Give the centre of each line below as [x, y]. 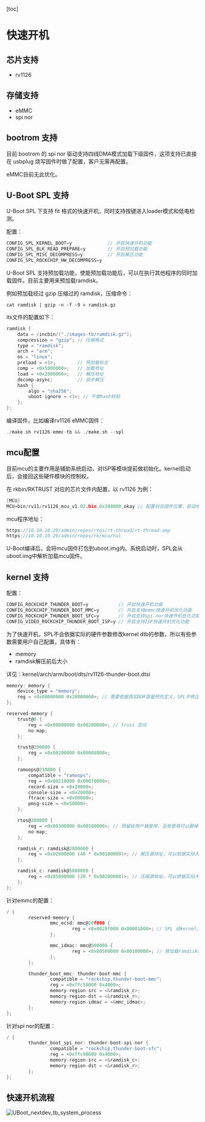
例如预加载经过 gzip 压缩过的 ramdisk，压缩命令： [70, 293]
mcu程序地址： [25, 519]
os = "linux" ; [35, 357]
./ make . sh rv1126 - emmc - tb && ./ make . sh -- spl [65, 432]
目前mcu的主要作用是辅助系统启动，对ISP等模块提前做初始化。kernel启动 [99, 468]
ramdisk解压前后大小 [41, 661]
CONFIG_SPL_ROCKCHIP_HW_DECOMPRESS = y [54, 261]
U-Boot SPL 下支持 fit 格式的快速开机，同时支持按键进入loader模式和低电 [98, 211]
